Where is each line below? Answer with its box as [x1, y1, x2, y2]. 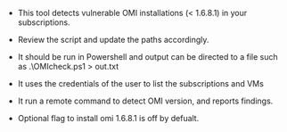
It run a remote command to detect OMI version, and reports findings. [17, 95, 274, 106]
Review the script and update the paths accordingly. [17, 35, 209, 45]
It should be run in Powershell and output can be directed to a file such [17, 52, 278, 62]
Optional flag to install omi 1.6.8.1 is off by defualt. [17, 113, 200, 123]
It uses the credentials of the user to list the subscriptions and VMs [17, 78, 265, 88]
